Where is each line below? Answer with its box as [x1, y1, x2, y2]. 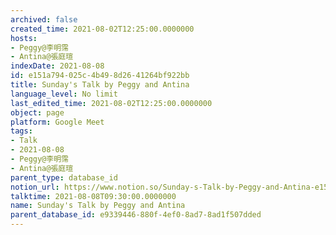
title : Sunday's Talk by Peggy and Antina [10, 80, 190, 90]
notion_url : [10, 182, 60, 192]
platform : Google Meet [10, 117, 105, 127]
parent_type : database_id [10, 172, 118, 183]
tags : [10, 126, 33, 136]
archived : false [10, 14, 78, 25]
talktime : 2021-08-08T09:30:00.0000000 [10, 191, 177, 201]
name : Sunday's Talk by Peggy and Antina [10, 201, 186, 211]
